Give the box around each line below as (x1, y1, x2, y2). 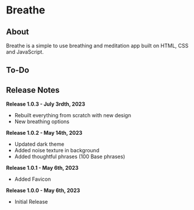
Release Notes (6, 85, 60, 95)
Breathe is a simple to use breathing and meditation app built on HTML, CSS (6, 42, 189, 49)
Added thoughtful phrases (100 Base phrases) (14, 153, 125, 160)
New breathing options (14, 118, 70, 125)
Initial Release (14, 198, 48, 205)
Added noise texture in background (14, 147, 100, 154)
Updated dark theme (14, 141, 65, 148)
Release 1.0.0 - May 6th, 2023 (6, 187, 80, 194)
